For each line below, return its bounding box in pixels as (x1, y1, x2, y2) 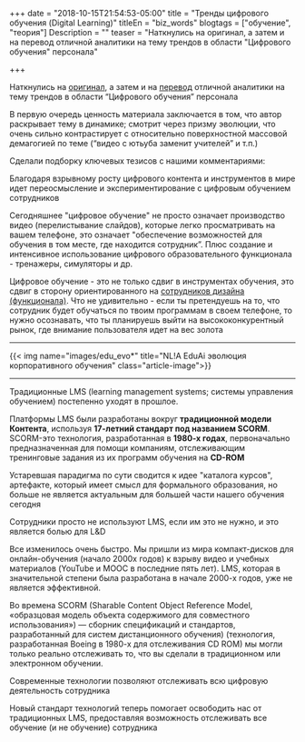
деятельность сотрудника (9, 686, 111, 696)
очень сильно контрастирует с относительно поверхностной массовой (9, 128, 288, 139)
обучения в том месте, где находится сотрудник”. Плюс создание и (9, 239, 273, 249)
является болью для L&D (9, 526, 106, 536)
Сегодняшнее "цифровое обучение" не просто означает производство (9, 210, 286, 221)
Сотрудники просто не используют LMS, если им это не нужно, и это (9, 516, 280, 526)
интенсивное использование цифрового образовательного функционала (9, 249, 292, 259)
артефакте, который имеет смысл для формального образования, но (9, 479, 279, 490)
